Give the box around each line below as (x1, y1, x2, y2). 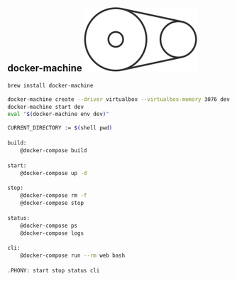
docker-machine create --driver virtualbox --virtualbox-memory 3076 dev (7, 95, 231, 103)
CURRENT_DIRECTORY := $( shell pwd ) (7, 124, 113, 132)
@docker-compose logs (20, 229, 84, 237)
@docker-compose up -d (20, 169, 87, 176)
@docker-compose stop (20, 200, 84, 207)
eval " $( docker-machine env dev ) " (7, 111, 110, 118)
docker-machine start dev (7, 103, 84, 110)
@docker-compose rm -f (20, 192, 87, 199)
